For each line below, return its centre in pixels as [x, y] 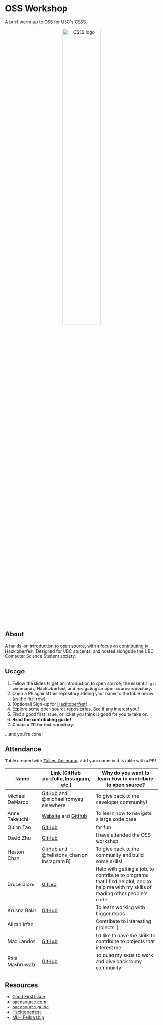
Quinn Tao [19, 827]
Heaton [16, 852]
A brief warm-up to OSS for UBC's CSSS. [46, 22]
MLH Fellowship [28, 1017]
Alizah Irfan [21, 924]
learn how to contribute [126, 779]
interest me [109, 948]
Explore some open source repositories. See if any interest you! [75, 709]
